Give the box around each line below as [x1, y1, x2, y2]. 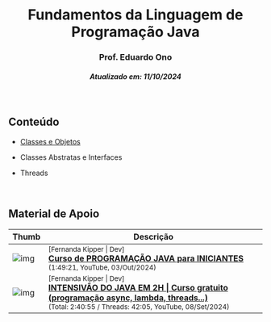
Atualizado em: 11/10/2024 [90, 71, 181, 82]
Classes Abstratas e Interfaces [19, 152, 123, 162]
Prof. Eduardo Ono [98, 52, 173, 63]
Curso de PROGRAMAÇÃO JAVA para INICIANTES [48, 253, 244, 264]
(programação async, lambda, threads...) [48, 292, 208, 303]
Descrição [133, 231, 174, 242]
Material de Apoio [8, 207, 100, 221]
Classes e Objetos [19, 136, 81, 146]
